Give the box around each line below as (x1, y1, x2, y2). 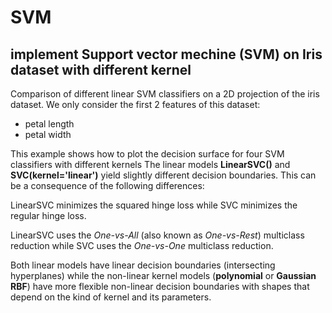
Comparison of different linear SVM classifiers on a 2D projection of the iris (10, 88, 320, 100)
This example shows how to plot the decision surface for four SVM (10, 148, 285, 160)
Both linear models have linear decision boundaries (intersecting (10, 259, 276, 271)
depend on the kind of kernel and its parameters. (10, 291, 212, 303)
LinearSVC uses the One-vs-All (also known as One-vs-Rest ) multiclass (10, 229, 305, 241)
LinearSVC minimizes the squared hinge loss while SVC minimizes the (10, 199, 298, 211)
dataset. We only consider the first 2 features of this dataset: (10, 99, 261, 110)
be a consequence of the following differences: (10, 180, 205, 191)
